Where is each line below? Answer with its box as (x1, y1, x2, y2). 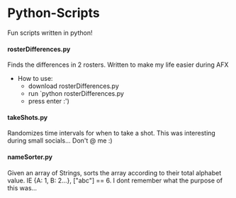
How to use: (17, 75, 53, 83)
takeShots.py (7, 113, 48, 121)
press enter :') (28, 97, 69, 106)
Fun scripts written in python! (7, 28, 93, 37)
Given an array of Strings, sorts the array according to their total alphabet (7, 168, 222, 177)
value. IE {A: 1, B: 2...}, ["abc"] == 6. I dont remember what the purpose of (7, 176, 223, 185)
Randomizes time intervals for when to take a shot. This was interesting (7, 129, 216, 138)
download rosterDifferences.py (28, 82, 119, 90)
